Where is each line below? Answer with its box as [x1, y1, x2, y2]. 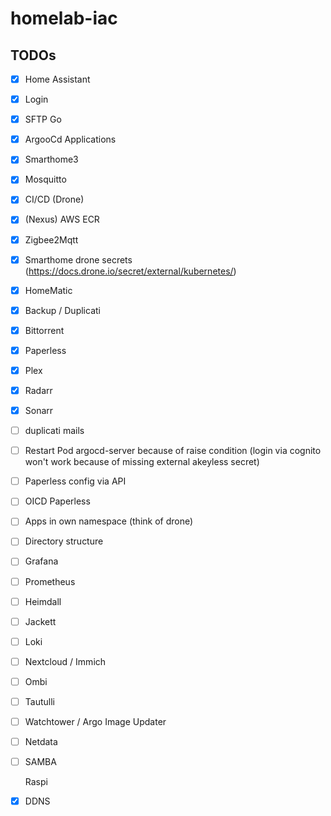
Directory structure [24, 535, 104, 547]
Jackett [24, 615, 57, 627]
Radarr [24, 384, 53, 396]
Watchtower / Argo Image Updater [24, 715, 167, 727]
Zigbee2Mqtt [24, 233, 79, 246]
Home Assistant [24, 73, 91, 85]
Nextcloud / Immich [24, 655, 107, 667]
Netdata [24, 736, 58, 747]
